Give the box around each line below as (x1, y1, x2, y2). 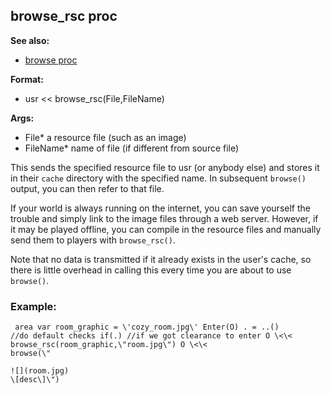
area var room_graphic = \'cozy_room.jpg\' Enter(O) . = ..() (14, 322, 280, 333)
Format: (10, 73, 44, 85)
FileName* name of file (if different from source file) (24, 142, 240, 154)
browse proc (24, 54, 78, 66)
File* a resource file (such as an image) (24, 131, 187, 143)
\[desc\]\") (10, 375, 60, 385)
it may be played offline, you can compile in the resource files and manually (10, 223, 322, 235)
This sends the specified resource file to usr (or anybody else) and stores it (10, 161, 320, 173)
